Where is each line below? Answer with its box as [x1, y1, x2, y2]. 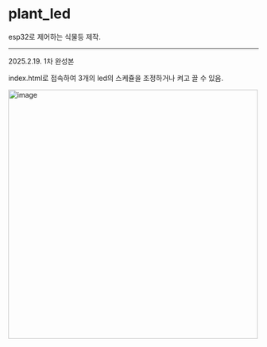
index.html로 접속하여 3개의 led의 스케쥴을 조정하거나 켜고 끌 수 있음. [8, 73, 224, 83]
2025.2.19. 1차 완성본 [8, 56, 75, 66]
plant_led [8, 5, 72, 23]
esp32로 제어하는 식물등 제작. [8, 32, 101, 41]
